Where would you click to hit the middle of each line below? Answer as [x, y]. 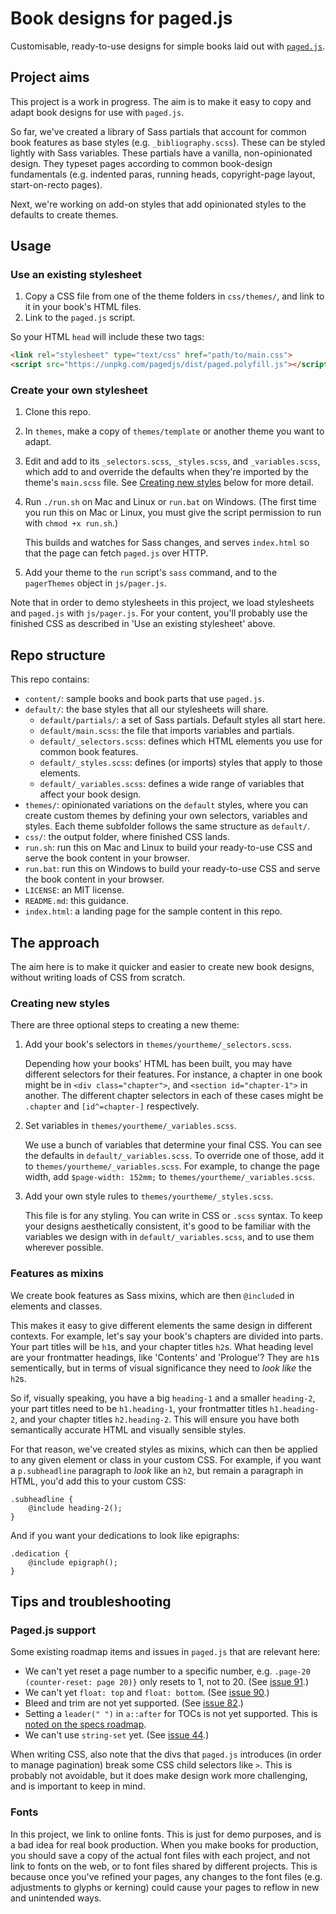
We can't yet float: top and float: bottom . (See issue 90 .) [147, 1693]
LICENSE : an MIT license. [74, 890]
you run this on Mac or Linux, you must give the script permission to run [173, 513]
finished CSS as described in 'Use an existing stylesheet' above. [143, 624]
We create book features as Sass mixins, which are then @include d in [152, 1295]
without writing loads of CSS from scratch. [98, 978]
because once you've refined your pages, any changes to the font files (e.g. [166, 1876]
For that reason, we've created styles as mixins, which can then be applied [164, 1449]
